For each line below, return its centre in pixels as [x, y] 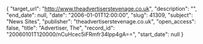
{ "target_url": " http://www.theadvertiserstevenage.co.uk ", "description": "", [102, 9]
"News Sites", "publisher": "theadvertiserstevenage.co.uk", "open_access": [101, 21]
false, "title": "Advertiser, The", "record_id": [61, 28]
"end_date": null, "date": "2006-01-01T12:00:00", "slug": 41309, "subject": [100, 15]
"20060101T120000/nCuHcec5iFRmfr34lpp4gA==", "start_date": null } [95, 34]
